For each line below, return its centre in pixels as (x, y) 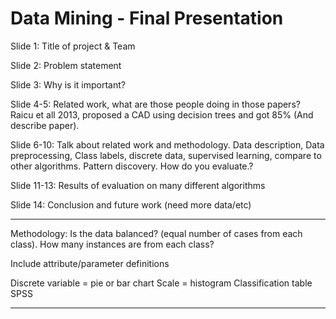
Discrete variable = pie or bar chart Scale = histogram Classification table (161, 283)
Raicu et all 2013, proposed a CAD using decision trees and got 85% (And (162, 114)
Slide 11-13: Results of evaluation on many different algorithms (138, 185)
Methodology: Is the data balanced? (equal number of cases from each (156, 233)
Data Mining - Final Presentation (147, 18)
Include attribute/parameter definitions (90, 263)
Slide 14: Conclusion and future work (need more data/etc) (131, 204)
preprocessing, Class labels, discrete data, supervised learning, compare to (166, 155)
